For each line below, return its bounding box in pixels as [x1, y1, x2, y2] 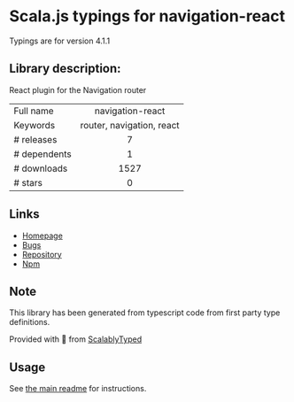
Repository [21, 249, 62, 259]
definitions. [9, 317, 50, 328]
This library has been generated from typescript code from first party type [9, 307, 281, 318]
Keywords [13, 119, 56, 131]
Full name [13, 104, 55, 117]
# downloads [13, 162, 68, 174]
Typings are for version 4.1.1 [9, 35, 111, 46]
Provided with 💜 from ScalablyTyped [9, 334, 143, 344]
